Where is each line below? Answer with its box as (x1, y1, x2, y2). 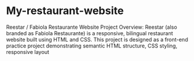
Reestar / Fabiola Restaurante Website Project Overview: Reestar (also (6, 23, 177, 30)
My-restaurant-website (6, 4, 124, 18)
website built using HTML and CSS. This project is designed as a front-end (6, 36, 188, 43)
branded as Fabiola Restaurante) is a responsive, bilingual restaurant (6, 29, 173, 36)
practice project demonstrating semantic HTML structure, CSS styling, (6, 42, 177, 49)
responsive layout (6, 48, 50, 55)
